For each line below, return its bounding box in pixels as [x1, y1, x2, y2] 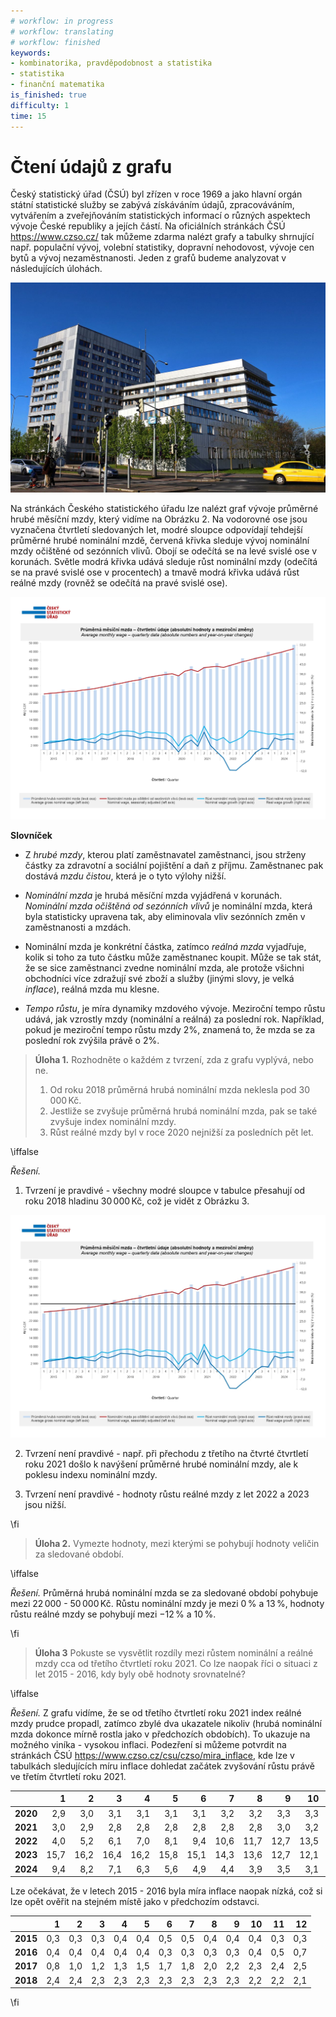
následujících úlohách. [10, 263, 103, 275]
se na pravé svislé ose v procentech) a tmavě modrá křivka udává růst [10, 566, 300, 579]
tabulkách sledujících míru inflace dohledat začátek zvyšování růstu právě [10, 1760, 315, 1772]
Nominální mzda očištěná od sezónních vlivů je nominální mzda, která [24, 900, 313, 912]
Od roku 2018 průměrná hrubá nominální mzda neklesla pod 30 [49, 1083, 311, 1095]
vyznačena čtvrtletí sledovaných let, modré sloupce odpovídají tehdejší [10, 524, 303, 536]
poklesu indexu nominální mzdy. [24, 1468, 158, 1480]
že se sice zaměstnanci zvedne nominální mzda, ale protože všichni [24, 961, 305, 974]
